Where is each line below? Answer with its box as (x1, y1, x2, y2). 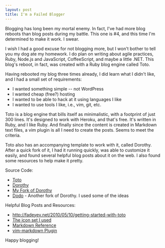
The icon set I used (12, 217, 52, 223)
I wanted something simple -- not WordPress (12, 86, 104, 92)
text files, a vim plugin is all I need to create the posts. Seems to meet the (5, 127, 154, 133)
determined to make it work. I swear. (5, 36, 80, 42)
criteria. (5, 132, 21, 138)
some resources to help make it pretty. (5, 157, 84, 163)
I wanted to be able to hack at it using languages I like (12, 96, 122, 102)
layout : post (5, 7, 32, 12)
